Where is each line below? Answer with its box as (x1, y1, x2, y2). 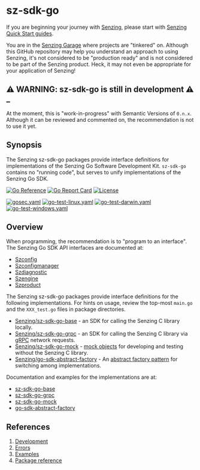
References (6, 421, 50, 432)
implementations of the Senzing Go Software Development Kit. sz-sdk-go (6, 162, 187, 169)
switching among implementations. (14, 362, 102, 369)
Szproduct (14, 282, 41, 289)
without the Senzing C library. (14, 349, 89, 357)
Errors (14, 444, 31, 451)
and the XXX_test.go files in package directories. (6, 306, 126, 313)
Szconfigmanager (14, 262, 59, 270)
